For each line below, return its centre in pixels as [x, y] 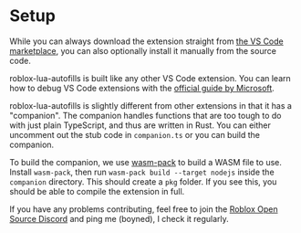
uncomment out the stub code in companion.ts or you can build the [135, 134]
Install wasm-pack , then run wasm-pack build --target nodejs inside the [142, 172]
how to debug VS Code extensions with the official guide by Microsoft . [142, 88]
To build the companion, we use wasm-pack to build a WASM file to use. [146, 162]
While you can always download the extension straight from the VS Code [147, 41]
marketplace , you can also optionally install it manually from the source [143, 50]
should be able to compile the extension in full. [97, 191]
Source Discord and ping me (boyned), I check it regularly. [119, 218]
